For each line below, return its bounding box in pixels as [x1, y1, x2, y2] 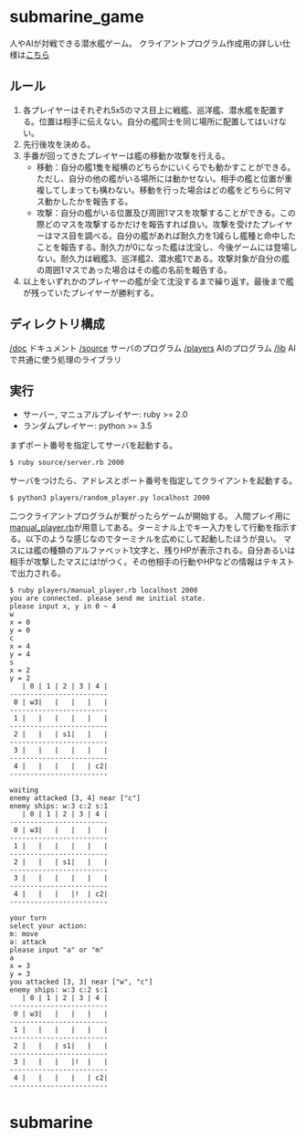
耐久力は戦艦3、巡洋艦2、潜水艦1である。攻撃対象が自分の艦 [60, 253, 290, 264]
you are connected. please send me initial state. [9, 594, 206, 604]
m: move [9, 930, 39, 939]
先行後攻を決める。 [22, 139, 96, 150]
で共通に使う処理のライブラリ [9, 353, 121, 364]
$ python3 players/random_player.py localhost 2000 [9, 493, 210, 503]
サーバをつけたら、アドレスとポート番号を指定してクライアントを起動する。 [9, 475, 297, 486]
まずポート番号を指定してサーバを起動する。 [9, 440, 178, 451]
